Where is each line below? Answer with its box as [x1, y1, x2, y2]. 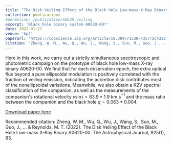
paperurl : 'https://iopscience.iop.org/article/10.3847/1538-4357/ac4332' [5, 36, 168, 41]
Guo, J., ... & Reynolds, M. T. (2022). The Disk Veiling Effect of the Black [5, 124, 157, 130]
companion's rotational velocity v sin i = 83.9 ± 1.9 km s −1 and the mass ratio [5, 92, 165, 100]
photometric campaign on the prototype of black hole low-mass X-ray [5, 60, 153, 66]
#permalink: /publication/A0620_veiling [5, 17, 93, 22]
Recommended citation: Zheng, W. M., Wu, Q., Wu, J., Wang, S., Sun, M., [5, 118, 159, 125]
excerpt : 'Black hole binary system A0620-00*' [5, 21, 109, 27]
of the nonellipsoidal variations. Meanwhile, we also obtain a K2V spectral [5, 82, 161, 88]
